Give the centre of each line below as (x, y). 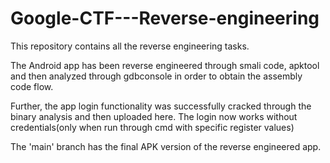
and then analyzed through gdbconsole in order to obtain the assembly (156, 76)
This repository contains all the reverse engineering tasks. (130, 46)
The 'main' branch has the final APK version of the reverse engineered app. (166, 146)
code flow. (32, 86)
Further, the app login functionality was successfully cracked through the (161, 106)
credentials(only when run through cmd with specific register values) (152, 127)
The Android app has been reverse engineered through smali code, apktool (165, 65)
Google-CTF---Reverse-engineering (165, 18)
